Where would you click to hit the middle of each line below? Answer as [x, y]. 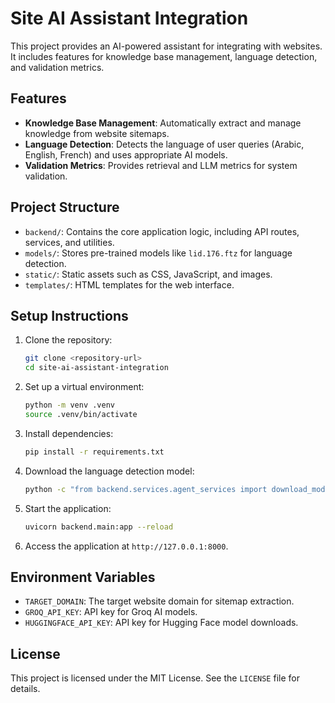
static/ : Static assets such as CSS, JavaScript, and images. [148, 274]
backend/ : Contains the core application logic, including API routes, [162, 231]
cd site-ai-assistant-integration [96, 368]
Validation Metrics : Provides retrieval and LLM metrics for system [161, 165]
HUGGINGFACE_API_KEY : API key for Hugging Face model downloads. [161, 623]
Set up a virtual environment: [84, 387]
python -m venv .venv [69, 405]
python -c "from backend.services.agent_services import [146, 489]
